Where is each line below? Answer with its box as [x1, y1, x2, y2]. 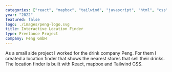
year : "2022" [5, 12, 33, 17]
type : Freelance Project [5, 31, 58, 36]
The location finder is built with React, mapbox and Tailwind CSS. [5, 61, 143, 67]
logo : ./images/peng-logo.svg [5, 21, 70, 27]
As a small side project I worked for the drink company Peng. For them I [5, 50, 157, 56]
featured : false [5, 17, 40, 22]
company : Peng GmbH [5, 36, 47, 41]
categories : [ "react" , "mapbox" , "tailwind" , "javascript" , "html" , [5, 7, 155, 13]
